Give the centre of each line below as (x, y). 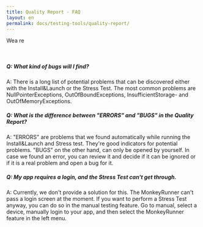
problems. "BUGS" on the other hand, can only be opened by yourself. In (98, 150)
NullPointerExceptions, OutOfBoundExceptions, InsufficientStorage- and (97, 95)
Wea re (15, 41)
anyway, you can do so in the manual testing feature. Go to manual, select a (102, 206)
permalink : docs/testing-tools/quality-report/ (68, 23)
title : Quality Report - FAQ (43, 12)
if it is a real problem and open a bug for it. (60, 163)
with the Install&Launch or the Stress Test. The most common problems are (101, 88)
